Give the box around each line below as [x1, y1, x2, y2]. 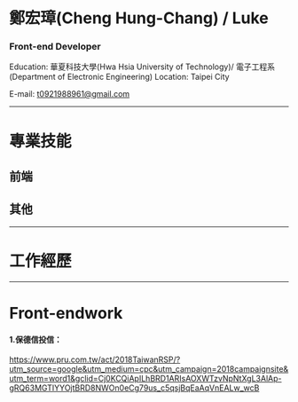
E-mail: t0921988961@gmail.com [9, 89, 130, 99]
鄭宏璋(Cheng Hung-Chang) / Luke [9, 8, 269, 28]
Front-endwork [9, 303, 123, 323]
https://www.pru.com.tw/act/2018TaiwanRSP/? [9, 354, 181, 365]
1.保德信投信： [9, 334, 62, 344]
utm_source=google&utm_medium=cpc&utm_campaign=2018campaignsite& [9, 364, 289, 374]
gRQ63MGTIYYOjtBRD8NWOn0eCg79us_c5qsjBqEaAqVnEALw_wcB [9, 382, 260, 393]
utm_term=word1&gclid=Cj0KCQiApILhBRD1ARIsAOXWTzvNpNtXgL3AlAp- [9, 374, 282, 384]
